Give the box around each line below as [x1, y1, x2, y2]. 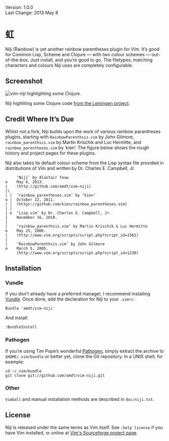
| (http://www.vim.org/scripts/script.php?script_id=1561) [5, 233, 139, 238]
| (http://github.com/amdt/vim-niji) [5, 183, 92, 189]
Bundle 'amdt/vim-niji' [5, 306, 55, 311]
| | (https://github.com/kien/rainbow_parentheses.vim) [5, 201, 128, 207]
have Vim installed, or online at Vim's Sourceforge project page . [5, 429, 138, 435]
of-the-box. [5, 57, 29, 63]
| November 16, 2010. [5, 215, 58, 220]
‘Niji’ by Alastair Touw [16, 175, 69, 180]
